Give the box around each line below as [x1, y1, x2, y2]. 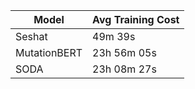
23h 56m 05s [92, 46, 157, 59]
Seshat [15, 30, 48, 43]
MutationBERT [15, 46, 83, 59]
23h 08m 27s [92, 62, 157, 76]
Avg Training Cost [92, 13, 180, 26]
